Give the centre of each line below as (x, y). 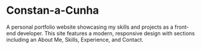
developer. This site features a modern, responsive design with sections (106, 33)
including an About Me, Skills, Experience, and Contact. (75, 39)
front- (182, 27)
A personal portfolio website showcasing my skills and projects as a (90, 27)
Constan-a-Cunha (52, 10)
